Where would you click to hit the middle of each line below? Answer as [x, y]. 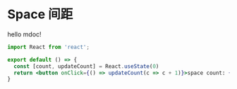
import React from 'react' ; [49, 47]
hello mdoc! [24, 34]
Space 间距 [40, 14]
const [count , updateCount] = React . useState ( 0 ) [86, 66]
